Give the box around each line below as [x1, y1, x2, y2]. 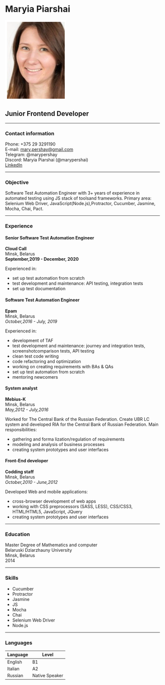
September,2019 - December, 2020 [5, 256, 79, 262]
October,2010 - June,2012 [5, 479, 58, 485]
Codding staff [5, 469, 34, 475]
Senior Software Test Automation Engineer [5, 235, 94, 240]
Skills [5, 574, 19, 581]
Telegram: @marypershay [5, 151, 57, 158]
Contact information [5, 130, 55, 137]
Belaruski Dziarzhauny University [5, 547, 72, 553]
